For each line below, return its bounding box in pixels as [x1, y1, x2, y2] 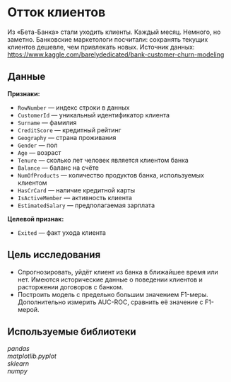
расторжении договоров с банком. [17, 282, 124, 291]
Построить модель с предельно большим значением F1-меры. [17, 290, 208, 299]
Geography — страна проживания [17, 133, 117, 141]
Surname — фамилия [17, 118, 77, 127]
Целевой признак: [7, 214, 64, 223]
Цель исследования [7, 249, 101, 261]
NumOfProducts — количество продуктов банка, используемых [17, 170, 205, 179]
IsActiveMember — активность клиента [17, 193, 133, 202]
